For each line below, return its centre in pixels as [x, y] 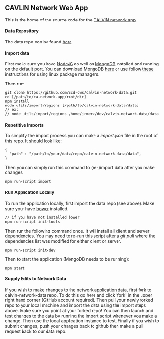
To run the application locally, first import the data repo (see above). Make [80, 203]
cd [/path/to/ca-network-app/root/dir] [46, 97]
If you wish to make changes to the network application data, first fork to [78, 290]
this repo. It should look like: [34, 141]
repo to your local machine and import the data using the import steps [76, 305]
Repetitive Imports [24, 125]
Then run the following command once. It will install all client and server [77, 231]
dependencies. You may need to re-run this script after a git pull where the [80, 236]
